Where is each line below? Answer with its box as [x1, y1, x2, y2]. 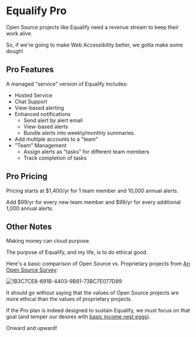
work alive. [6, 29, 33, 37]
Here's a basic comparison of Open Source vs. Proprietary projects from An [6, 260, 190, 267]
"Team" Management [14, 141, 67, 148]
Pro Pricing [6, 171, 48, 181]
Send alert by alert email [23, 117, 83, 124]
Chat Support [14, 98, 48, 105]
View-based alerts [23, 123, 68, 130]
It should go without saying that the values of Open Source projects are [6, 289, 179, 296]
